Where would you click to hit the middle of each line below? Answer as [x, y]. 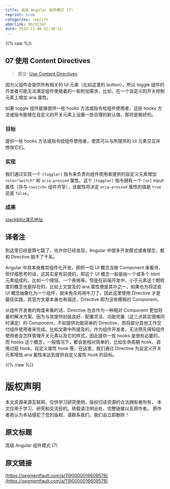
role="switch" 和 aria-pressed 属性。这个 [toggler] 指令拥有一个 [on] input [84, 180]
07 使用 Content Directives [48, 61]
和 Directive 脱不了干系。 [31, 256]
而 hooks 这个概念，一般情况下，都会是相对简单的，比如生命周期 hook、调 [83, 342]
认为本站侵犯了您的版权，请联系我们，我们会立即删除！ [72, 415]
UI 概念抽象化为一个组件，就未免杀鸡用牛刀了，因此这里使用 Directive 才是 [83, 293]
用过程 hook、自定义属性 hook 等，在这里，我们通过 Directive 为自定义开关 [83, 348]
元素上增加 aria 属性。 [28, 97]
